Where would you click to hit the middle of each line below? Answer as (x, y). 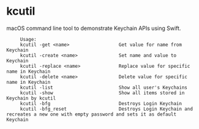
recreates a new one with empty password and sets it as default (91, 114)
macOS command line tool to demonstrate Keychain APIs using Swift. (94, 28)
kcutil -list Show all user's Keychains (104, 87)
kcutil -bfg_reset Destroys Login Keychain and (106, 109)
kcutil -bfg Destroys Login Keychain (101, 103)
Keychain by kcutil (31, 98)
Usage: (28, 39)
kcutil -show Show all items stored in (102, 93)
